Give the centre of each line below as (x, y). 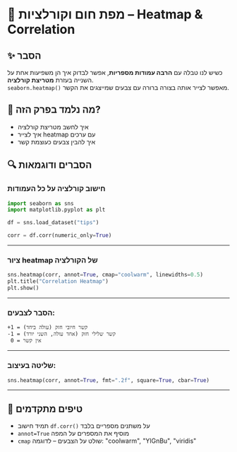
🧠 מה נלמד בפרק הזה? (54, 110)
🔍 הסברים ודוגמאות (50, 165)
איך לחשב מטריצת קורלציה (53, 127)
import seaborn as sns (41, 203)
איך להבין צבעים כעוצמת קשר (56, 141)
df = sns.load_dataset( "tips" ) (53, 223)
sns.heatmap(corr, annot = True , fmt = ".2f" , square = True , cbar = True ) (109, 380)
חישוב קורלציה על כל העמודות (56, 189)
